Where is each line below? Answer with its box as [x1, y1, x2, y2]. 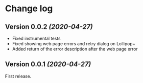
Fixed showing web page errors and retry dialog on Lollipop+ [12, 41, 136, 47]
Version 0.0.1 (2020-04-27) [5, 60, 92, 69]
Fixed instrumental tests [12, 35, 61, 41]
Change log [5, 3, 53, 14]
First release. [5, 73, 32, 79]
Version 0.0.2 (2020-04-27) [5, 23, 93, 31]
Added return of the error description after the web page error [12, 46, 138, 52]
